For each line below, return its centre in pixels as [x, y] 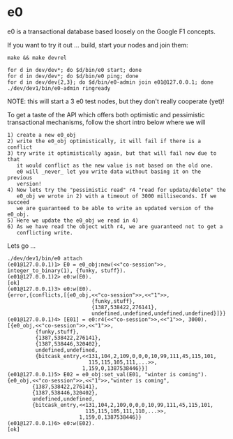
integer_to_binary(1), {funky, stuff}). [67, 270]
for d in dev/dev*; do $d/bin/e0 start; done [74, 70]
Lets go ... [22, 246]
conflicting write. [45, 232]
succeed [18, 202]
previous [20, 178]
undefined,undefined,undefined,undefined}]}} [159, 313]
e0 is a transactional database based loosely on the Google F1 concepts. [112, 31]
